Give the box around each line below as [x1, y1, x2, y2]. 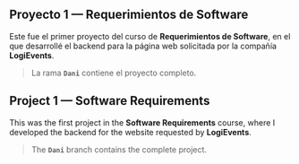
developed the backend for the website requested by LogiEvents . [9, 126, 252, 137]
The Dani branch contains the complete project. [30, 143, 208, 155]
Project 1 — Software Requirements [9, 93, 210, 108]
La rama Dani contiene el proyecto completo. [30, 67, 197, 78]
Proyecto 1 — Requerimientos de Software [9, 7, 249, 22]
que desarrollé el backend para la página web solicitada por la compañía [9, 40, 278, 51]
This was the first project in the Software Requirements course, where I [9, 117, 276, 128]
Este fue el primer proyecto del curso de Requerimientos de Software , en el [9, 30, 291, 41]
